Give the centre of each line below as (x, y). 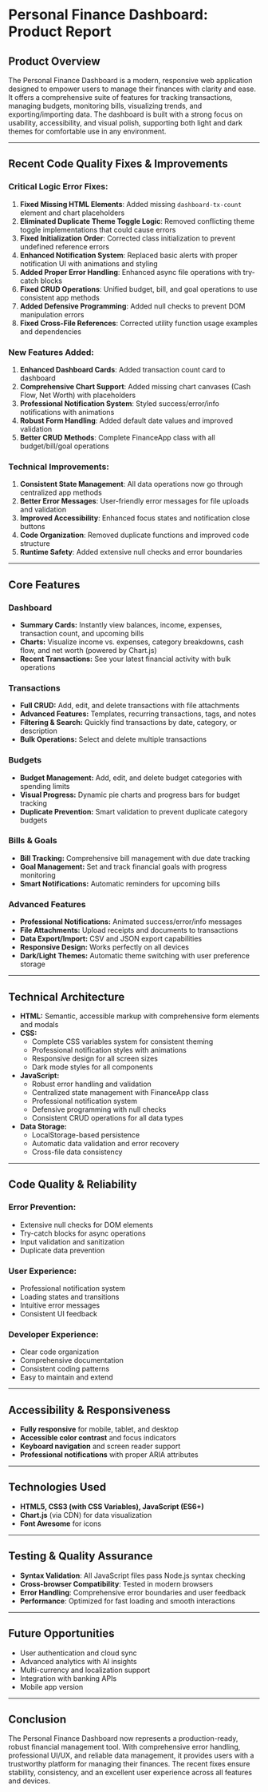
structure (35, 544)
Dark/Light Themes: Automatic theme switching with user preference (134, 956)
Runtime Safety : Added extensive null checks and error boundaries (131, 552)
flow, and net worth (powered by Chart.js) (88, 650)
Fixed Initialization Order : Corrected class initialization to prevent (127, 238)
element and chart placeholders (72, 213)
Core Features (44, 585)
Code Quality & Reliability (73, 1185)
